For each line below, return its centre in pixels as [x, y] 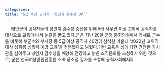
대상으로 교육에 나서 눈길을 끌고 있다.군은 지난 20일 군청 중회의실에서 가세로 [78, 35]
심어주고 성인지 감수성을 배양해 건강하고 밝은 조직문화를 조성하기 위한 [81, 53]
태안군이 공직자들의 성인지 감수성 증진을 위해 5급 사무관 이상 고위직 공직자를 [84, 29]
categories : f [20, 10]
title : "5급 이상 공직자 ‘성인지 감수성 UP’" [46, 14]
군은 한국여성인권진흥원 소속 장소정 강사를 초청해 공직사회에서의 [73, 59]
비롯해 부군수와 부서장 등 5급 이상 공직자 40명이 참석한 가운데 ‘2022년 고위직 [84, 41]
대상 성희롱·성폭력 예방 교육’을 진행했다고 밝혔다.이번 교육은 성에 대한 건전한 [78, 47]
